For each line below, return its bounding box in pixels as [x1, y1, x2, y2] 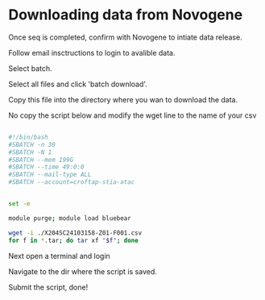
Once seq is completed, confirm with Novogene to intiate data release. [8, 32, 243, 42]
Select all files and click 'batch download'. [8, 79, 147, 89]
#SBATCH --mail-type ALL [8, 171, 92, 179]
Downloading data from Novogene [8, 6, 243, 24]
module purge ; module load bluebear [8, 214, 131, 223]
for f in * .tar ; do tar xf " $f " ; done [8, 236, 139, 244]
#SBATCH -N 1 [8, 148, 52, 156]
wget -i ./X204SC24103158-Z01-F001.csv [8, 228, 143, 237]
